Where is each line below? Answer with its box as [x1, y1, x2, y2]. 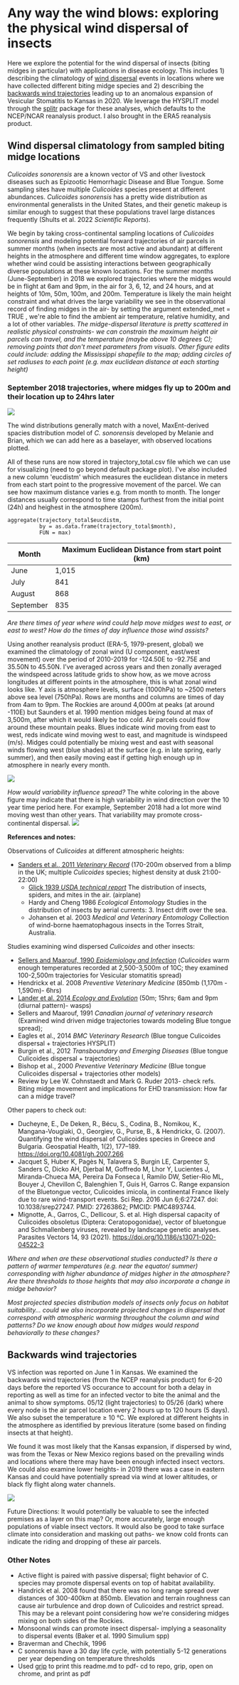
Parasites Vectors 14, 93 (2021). [17, 1233, 112, 1242]
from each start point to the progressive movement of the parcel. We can [7, 480, 222, 489]
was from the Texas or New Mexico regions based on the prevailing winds [7, 1450, 224, 1458]
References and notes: [7, 833, 76, 841]
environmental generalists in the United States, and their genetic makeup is [7, 200, 228, 208]
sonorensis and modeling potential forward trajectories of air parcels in [7, 236, 216, 245]
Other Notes [7, 1555, 51, 1565]
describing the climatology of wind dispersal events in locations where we [7, 73, 225, 83]
